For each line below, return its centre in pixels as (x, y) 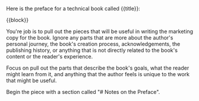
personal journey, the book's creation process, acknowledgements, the (93, 44)
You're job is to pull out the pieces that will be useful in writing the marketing (100, 31)
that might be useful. (31, 80)
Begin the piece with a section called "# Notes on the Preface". (83, 92)
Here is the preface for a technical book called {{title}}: (73, 9)
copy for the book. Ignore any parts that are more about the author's (90, 38)
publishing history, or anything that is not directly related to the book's (92, 50)
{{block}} (17, 20)
